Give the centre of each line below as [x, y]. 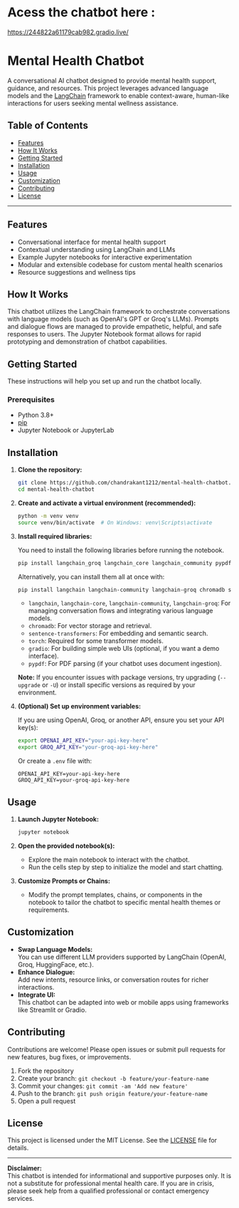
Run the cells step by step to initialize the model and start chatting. [126, 867]
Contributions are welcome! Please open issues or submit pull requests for [117, 1049]
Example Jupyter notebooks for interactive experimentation [105, 257]
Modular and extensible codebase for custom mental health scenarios [120, 265]
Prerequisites [31, 400]
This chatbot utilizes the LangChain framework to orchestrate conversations [119, 312]
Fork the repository [46, 1071]
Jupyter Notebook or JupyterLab [66, 430]
